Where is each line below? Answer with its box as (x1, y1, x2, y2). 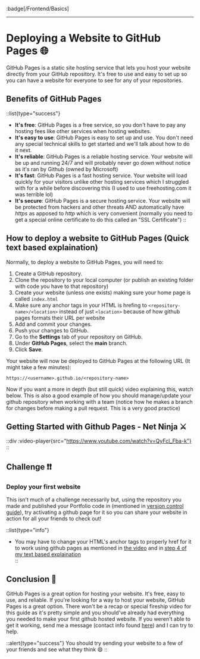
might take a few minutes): (6, 363, 71, 371)
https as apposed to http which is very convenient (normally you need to (14, 209, 193, 216)
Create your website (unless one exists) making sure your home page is (14, 288, 191, 296)
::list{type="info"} (6, 526, 49, 534)
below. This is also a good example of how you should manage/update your (6, 392, 192, 399)
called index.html (14, 295, 58, 302)
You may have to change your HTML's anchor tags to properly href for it (14, 538, 192, 545)
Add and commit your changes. (14, 321, 92, 328)
